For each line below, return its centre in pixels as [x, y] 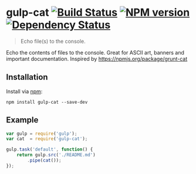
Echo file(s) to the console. [53, 41]
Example [22, 120]
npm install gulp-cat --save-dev [47, 102]
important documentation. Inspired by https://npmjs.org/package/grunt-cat [97, 59]
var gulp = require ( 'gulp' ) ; [42, 134]
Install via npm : [24, 91]
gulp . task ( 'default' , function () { [50, 149]
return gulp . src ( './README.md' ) [56, 155]
